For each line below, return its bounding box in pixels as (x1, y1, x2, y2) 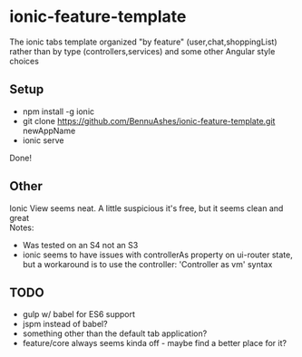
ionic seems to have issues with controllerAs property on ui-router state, (22, 249, 293, 260)
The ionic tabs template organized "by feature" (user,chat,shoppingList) (9, 36, 278, 47)
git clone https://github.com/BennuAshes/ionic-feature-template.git (22, 115, 276, 126)
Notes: (9, 222, 34, 233)
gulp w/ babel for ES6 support (22, 309, 136, 320)
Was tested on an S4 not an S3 (22, 239, 139, 250)
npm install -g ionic (22, 106, 95, 117)
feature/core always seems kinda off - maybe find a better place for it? (22, 338, 287, 349)
